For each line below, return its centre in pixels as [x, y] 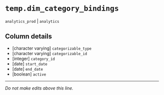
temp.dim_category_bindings [62, 9]
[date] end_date [27, 69]
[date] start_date [30, 64]
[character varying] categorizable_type [52, 48]
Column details [29, 36]
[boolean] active [29, 74]
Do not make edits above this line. [39, 88]
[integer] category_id [33, 58]
